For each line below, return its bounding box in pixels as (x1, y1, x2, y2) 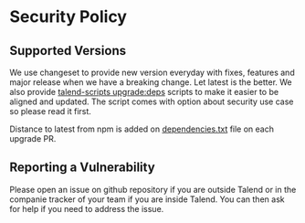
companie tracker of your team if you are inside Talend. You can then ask (9, 194, 285, 205)
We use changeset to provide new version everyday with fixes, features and (9, 67, 295, 78)
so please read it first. (9, 106, 91, 116)
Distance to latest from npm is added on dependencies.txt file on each (9, 123, 275, 134)
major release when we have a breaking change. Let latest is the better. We (9, 77, 292, 88)
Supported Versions (9, 43, 126, 58)
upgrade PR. (9, 133, 57, 143)
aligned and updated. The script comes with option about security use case (9, 96, 294, 107)
